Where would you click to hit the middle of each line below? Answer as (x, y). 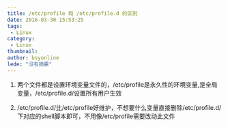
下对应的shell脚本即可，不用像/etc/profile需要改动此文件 (96, 116)
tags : (15, 26)
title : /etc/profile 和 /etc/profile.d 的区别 (72, 13)
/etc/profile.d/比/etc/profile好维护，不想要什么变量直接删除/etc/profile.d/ (119, 107)
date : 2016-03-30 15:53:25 (45, 20)
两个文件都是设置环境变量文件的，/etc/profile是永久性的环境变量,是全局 (117, 84)
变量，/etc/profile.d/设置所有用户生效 (69, 93)
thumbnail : (23, 52)
